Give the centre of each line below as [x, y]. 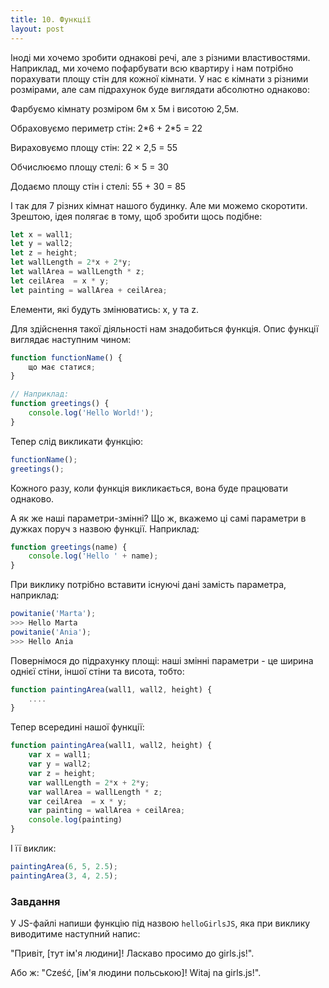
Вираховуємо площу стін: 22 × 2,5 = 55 [94, 147]
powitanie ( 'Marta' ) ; [53, 614]
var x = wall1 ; [60, 755]
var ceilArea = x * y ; [78, 801]
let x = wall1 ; [42, 234]
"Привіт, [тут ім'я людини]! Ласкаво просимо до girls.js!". [132, 953]
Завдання [35, 901]
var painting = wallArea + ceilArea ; [107, 811]
